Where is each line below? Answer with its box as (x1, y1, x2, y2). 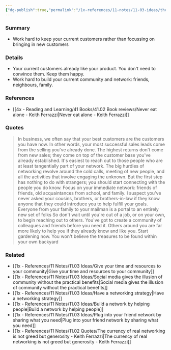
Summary (5, 24, 31, 31)
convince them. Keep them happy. (12, 71, 85, 77)
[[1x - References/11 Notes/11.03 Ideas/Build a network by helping (12, 301, 150, 307)
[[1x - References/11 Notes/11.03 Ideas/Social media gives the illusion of (12, 274, 163, 280)
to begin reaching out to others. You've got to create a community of (17, 217, 162, 223)
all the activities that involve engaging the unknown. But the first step (17, 174, 163, 180)
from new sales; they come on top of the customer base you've (17, 152, 151, 158)
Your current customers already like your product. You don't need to (12, 66, 156, 72)
